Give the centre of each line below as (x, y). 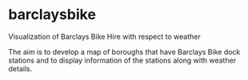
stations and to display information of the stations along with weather (122, 60)
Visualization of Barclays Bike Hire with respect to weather (105, 36)
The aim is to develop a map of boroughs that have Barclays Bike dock (124, 51)
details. (20, 68)
